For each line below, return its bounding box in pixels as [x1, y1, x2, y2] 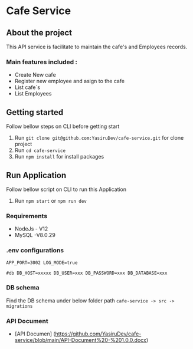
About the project [6, 28, 73, 38]
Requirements [6, 212, 48, 220]
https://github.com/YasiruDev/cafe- [55, 330, 142, 337]
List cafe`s [14, 84, 40, 91]
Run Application [6, 170, 67, 180]
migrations [6, 303, 33, 309]
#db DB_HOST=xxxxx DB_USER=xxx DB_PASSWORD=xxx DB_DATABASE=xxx [6, 270, 168, 276]
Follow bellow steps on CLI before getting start [6, 123, 120, 130]
